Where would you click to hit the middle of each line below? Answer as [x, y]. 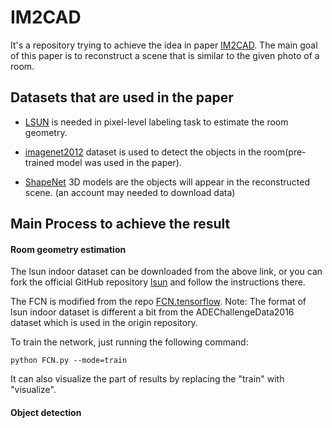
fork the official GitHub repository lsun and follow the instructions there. [158, 282]
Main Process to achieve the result [120, 224]
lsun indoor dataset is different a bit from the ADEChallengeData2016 [152, 312]
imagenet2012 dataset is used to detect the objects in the [143, 152]
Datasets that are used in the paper [122, 97]
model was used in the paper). [119, 162]
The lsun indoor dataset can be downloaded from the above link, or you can [166, 272]
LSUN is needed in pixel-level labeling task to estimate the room [156, 122]
